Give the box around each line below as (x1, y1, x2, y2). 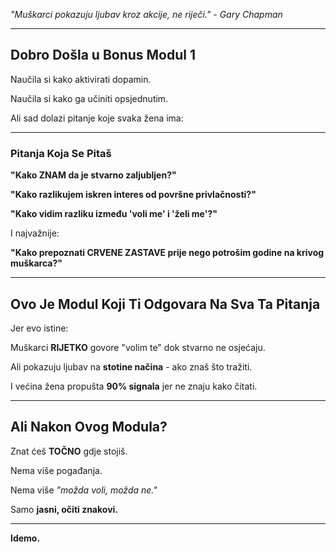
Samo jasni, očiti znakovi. (10, 503, 119, 515)
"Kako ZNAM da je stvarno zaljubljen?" (10, 169, 177, 181)
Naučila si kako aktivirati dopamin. (10, 73, 152, 85)
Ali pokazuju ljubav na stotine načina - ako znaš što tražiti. (10, 360, 253, 373)
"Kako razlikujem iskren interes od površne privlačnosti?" (10, 189, 257, 201)
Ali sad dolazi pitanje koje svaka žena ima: (10, 112, 184, 124)
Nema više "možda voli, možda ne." (10, 484, 158, 496)
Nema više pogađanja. (10, 464, 103, 476)
